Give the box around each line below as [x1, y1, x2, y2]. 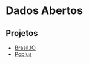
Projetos [5, 28, 38, 38]
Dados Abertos [5, 4, 83, 18]
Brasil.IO [14, 44, 36, 51]
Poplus [14, 51, 32, 58]
